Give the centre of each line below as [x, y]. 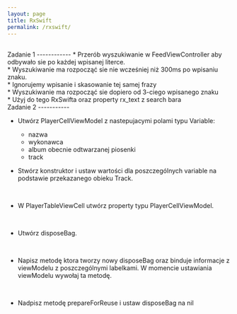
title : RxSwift [30, 21]
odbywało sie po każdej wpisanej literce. [67, 62]
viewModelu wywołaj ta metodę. [64, 276]
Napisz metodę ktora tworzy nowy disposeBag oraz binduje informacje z [123, 261]
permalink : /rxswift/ [39, 27]
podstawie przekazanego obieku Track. [75, 178]
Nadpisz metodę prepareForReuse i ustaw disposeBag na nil [106, 303]
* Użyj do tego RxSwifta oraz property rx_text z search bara [94, 100]
